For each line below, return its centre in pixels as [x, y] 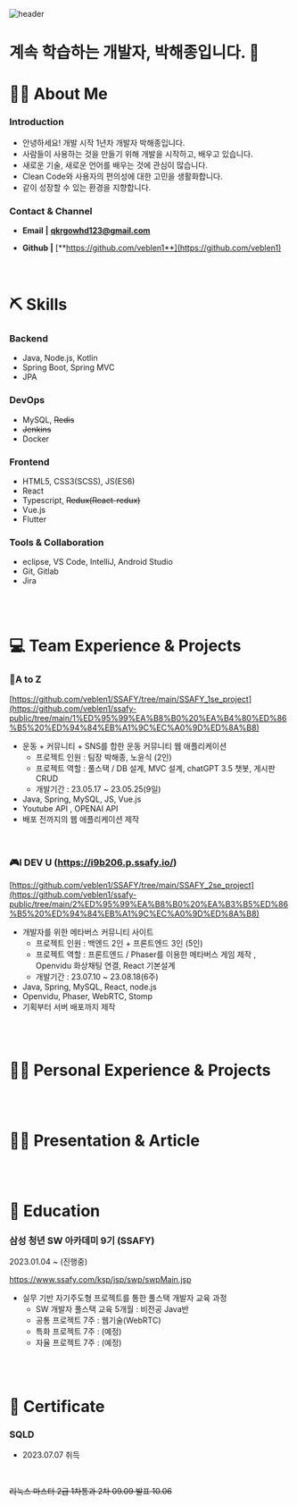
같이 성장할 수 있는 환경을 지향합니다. [87, 187]
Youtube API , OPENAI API [70, 808]
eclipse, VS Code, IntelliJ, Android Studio [98, 562]
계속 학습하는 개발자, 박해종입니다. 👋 [135, 53]
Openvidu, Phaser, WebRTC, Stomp [87, 996]
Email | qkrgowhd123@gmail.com [86, 230]
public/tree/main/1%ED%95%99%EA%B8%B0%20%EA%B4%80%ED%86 [148, 718]
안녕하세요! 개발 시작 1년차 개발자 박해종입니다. [103, 142]
